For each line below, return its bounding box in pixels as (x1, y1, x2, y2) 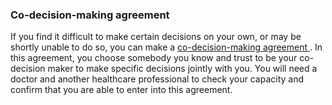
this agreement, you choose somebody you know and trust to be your (10, 52, 298, 64)
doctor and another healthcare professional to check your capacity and (10, 73, 305, 85)
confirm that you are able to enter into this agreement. (10, 84, 233, 96)
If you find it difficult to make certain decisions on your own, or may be (10, 31, 302, 43)
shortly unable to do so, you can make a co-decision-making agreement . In (10, 41, 323, 53)
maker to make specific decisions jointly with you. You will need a (47, 63, 318, 75)
